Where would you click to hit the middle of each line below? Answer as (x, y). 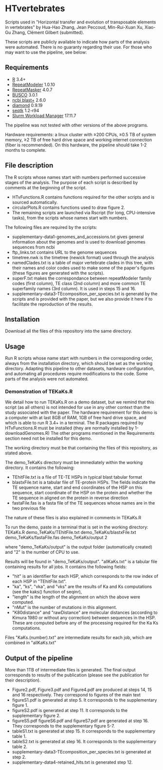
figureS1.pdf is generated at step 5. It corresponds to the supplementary (84, 700)
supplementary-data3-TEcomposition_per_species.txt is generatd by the (85, 294)
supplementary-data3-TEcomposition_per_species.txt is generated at (82, 752)
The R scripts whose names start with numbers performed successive (75, 177)
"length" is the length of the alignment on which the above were (76, 597)
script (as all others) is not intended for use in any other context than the (78, 407)
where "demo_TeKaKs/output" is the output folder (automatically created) (79, 547)
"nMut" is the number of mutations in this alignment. (64, 608)
